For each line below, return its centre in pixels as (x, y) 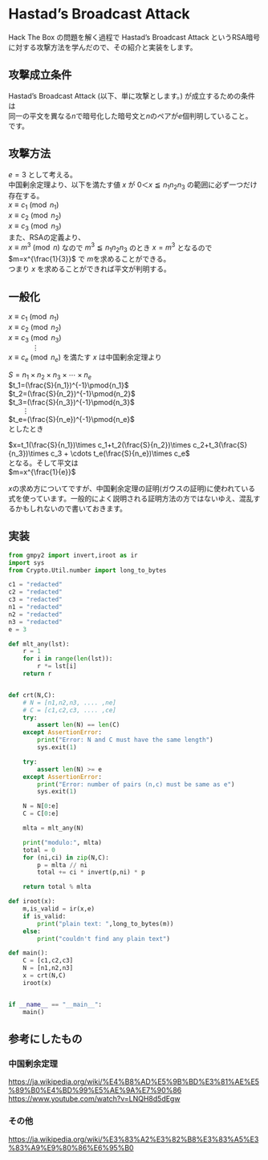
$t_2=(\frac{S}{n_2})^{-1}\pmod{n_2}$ (72, 393)
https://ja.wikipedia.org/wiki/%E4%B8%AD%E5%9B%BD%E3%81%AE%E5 (134, 1082)
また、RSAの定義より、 (47, 237)
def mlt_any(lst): (39, 644)
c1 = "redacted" (35, 585)
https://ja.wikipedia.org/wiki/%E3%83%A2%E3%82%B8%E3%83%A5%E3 (134, 1139)
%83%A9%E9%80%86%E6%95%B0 (71, 1147)
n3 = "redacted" (35, 622)
